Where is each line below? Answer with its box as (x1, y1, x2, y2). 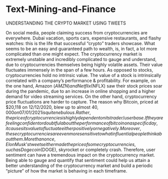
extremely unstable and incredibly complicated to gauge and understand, (5, 56, 157, 62)
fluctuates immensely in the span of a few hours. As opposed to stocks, (5, 66, 153, 73)
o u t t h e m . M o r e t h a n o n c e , (5, 136, 56, 142)
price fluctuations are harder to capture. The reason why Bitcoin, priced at (5, 98, 158, 104)
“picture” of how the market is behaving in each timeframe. (5, 167, 127, 173)
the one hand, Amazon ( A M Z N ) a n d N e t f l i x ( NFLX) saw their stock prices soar (5, 82, 163, 88)
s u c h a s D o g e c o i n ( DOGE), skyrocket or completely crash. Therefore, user (5, 146, 155, 152)
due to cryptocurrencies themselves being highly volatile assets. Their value (5, 61, 163, 67)
